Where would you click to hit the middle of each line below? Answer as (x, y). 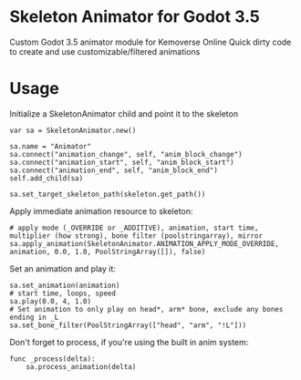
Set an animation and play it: (63, 268)
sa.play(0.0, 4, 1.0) (51, 301)
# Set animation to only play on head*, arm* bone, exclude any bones (146, 309)
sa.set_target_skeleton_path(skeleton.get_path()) (108, 194)
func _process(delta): (52, 359)
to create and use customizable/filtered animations (105, 51)
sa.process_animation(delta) (81, 366)
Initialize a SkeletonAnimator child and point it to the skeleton (124, 113)
